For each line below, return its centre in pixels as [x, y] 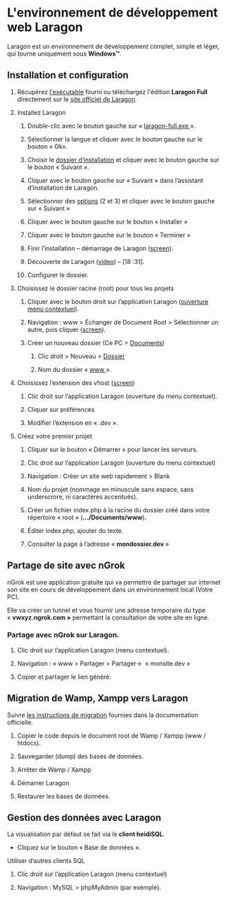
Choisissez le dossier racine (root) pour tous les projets [95, 288]
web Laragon [45, 27]
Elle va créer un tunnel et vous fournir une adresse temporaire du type [106, 610]
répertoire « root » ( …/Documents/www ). [87, 517]
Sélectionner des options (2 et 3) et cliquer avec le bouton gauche [121, 201]
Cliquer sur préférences [61, 409]
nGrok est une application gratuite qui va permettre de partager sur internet [114, 582]
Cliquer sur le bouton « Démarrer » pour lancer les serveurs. [112, 449]
